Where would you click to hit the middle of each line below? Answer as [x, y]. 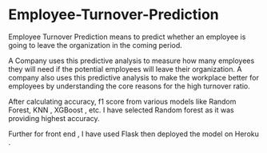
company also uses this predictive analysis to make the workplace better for [134, 77]
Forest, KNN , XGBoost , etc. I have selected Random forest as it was [121, 110]
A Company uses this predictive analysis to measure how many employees [132, 61]
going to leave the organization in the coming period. [95, 45]
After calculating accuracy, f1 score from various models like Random [122, 101]
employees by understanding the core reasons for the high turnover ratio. [129, 86]
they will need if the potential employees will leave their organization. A [125, 69]
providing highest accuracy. [54, 118]
